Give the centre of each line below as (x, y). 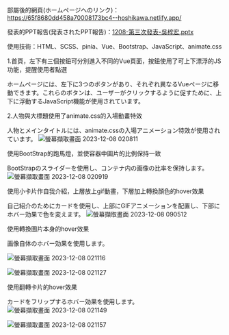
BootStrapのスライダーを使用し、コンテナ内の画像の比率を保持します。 (108, 168)
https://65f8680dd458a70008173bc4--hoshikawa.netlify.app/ (94, 18)
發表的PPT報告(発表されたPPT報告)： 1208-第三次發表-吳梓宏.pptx (100, 32)
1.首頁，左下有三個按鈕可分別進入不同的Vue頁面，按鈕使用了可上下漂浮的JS (114, 61)
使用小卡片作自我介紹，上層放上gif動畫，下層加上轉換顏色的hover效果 (106, 191)
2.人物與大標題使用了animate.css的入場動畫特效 (75, 116)
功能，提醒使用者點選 (37, 70)
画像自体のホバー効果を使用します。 (58, 243)
